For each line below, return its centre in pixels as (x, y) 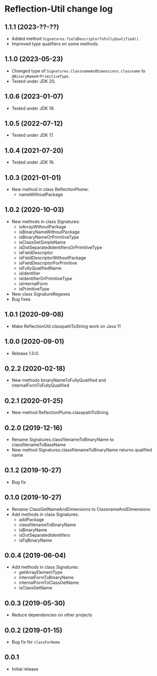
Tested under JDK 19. (33, 108)
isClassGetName (35, 588)
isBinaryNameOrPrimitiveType (49, 237)
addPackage (31, 519)
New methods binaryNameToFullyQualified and (59, 380)
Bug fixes (21, 299)
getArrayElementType (41, 572)
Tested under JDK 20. (34, 81)
